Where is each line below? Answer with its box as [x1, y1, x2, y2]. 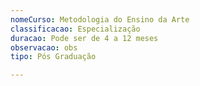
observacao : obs [10, 42, 78, 53]
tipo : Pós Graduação [10, 52, 97, 62]
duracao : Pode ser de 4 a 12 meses [10, 33, 159, 43]
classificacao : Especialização [10, 24, 141, 34]
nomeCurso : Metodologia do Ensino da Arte [10, 14, 190, 25]
